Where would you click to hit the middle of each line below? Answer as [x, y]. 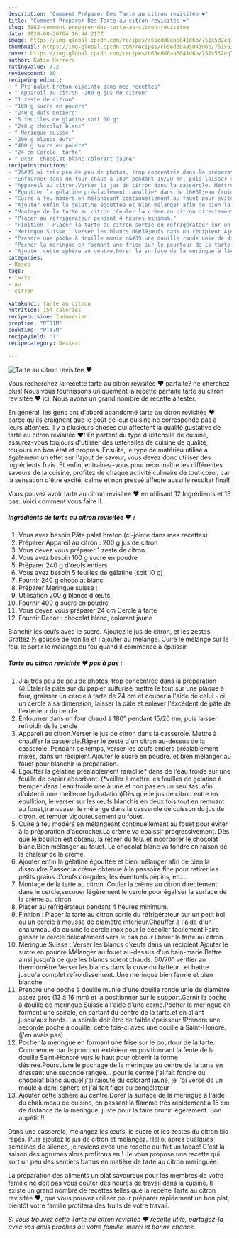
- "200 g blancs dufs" [41, 139]
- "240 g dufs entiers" [43, 113]
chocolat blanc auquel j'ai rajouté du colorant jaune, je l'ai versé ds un [120, 1080]
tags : [16, 271]
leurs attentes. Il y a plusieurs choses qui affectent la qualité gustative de [115, 427]
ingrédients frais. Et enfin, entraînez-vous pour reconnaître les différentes [115, 464]
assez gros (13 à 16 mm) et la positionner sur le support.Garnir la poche [122, 998]
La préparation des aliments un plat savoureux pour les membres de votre [116, 1176]
